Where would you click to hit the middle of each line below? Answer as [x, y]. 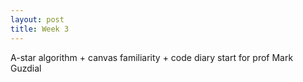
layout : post [37, 19]
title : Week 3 [40, 29]
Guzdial [26, 68]
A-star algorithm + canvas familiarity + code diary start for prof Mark [152, 57]
